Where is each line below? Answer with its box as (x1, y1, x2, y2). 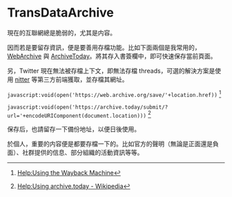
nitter (14, 75, 30, 84)
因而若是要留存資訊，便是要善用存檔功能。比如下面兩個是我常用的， (7, 43, 201, 51)
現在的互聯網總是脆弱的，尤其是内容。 (7, 28, 116, 37)
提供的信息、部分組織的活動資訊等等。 (34, 149, 144, 157)
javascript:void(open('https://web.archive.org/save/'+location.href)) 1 (7, 88, 222, 98)
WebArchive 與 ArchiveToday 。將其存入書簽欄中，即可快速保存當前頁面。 (7, 52, 217, 60)
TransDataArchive (7, 5, 114, 21)
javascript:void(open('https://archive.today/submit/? (7, 104, 168, 111)
